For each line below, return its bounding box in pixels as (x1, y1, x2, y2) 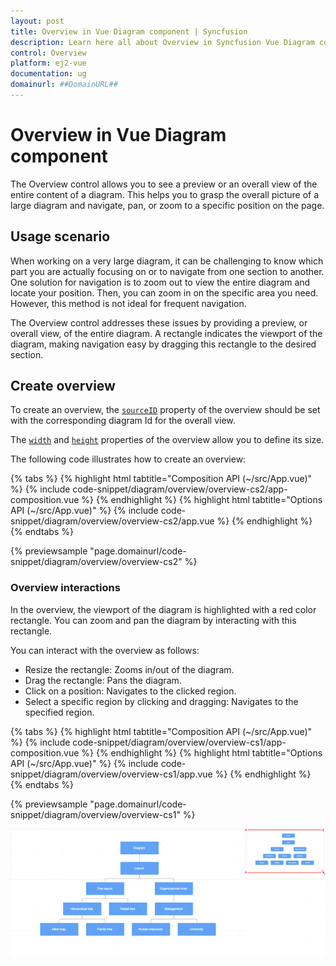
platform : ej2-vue (10, 58, 87, 69)
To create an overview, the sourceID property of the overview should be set (10, 404, 321, 416)
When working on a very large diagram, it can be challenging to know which (10, 255, 324, 267)
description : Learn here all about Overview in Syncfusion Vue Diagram (10, 37, 315, 47)
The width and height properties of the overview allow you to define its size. (10, 434, 325, 446)
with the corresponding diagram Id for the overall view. (10, 415, 236, 427)
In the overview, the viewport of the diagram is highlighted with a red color (10, 603, 317, 615)
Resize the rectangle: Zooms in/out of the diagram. (24, 663, 235, 675)
